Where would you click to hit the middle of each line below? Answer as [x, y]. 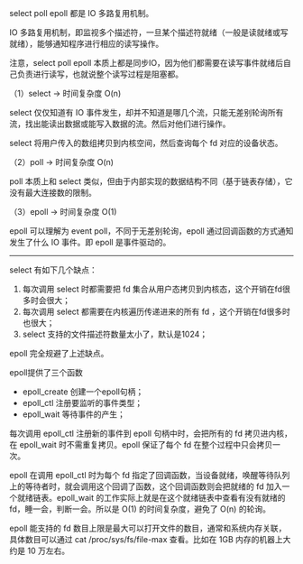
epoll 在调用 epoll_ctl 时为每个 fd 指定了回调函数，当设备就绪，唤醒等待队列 [150, 475]
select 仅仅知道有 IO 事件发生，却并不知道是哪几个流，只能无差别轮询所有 [147, 112]
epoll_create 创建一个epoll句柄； [83, 392]
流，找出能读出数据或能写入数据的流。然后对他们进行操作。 [120, 124]
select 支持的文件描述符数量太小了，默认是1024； [115, 334]
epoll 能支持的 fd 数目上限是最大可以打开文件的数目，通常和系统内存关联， [148, 528]
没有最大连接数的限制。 [53, 193]
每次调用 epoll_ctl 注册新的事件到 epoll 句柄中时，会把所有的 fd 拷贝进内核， [151, 433]
